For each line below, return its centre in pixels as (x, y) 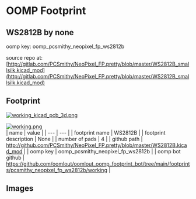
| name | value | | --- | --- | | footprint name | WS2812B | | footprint (86, 132)
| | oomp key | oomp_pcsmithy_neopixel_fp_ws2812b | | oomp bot (102, 151)
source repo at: (24, 58)
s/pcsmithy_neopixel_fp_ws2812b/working (57, 170)
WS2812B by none (40, 32)
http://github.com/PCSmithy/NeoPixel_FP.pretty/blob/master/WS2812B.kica (97, 145)
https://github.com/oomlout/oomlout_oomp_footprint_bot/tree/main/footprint (98, 164)
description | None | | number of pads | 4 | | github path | (74, 139)
